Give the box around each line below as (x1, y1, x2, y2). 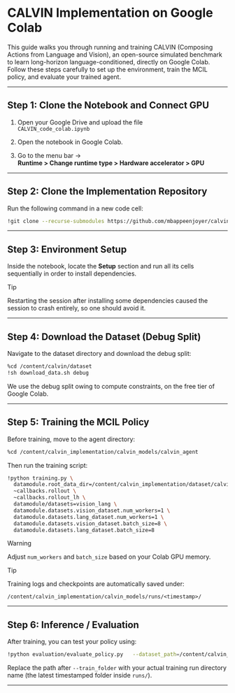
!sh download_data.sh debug (7, 369, 90, 376)
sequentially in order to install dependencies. (7, 269, 137, 278)
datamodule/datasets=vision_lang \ (13, 501, 117, 508)
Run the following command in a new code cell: (7, 204, 143, 213)
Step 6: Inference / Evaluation (7, 619, 140, 631)
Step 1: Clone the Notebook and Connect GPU (7, 99, 210, 111)
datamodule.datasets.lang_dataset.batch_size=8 (13, 527, 155, 534)
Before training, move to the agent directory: (7, 435, 135, 443)
